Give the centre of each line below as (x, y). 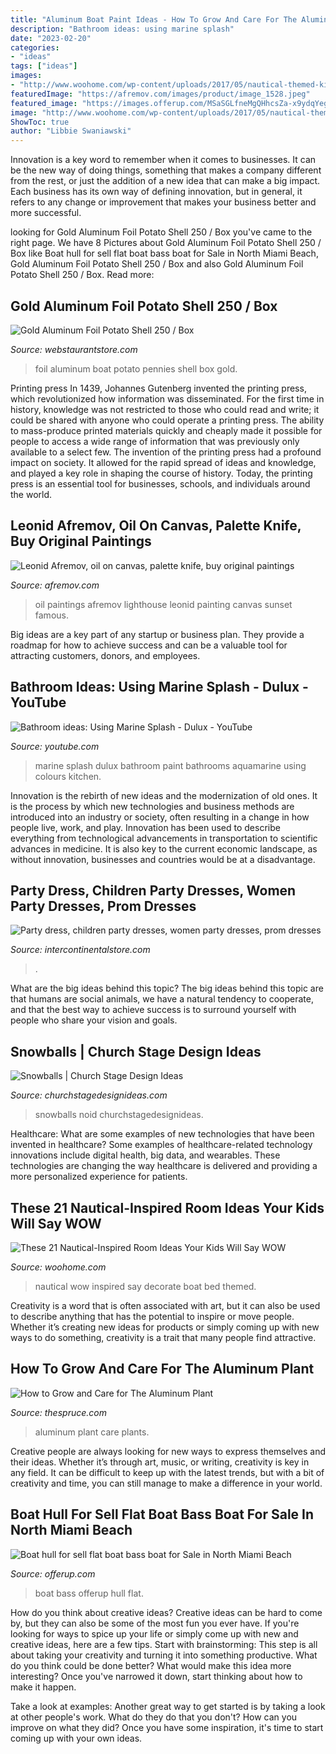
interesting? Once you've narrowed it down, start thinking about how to (156, 1676)
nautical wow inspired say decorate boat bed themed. (145, 1286)
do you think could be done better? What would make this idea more (151, 1665)
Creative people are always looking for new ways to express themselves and (168, 1451)
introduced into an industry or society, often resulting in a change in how (160, 817)
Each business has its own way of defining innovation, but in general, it (156, 192)
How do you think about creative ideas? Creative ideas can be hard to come (166, 1612)
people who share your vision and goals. (94, 1020)
